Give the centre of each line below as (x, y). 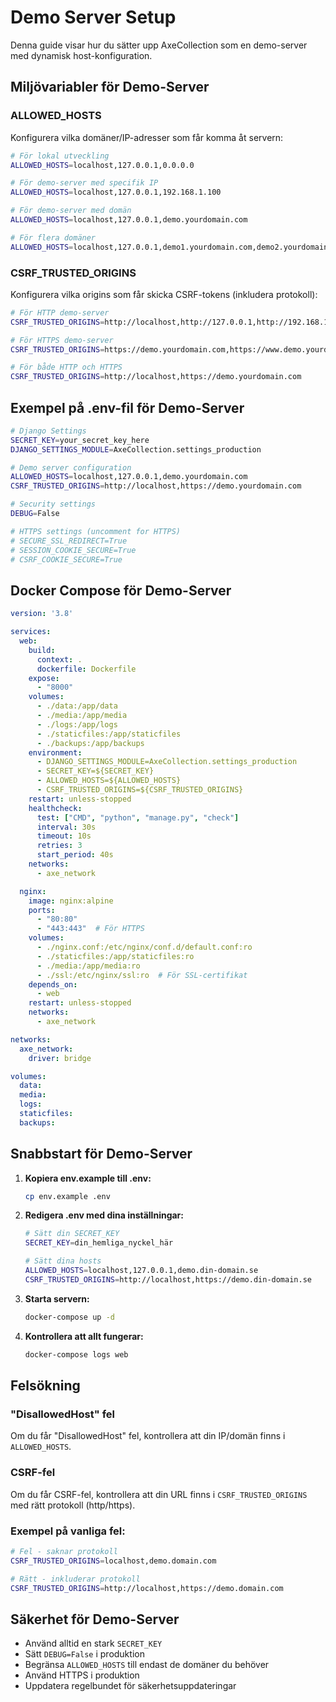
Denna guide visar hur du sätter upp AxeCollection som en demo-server (159, 45)
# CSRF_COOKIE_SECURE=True (66, 559)
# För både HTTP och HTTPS (66, 367)
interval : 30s (66, 827)
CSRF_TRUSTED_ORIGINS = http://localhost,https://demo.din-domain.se (168, 1279)
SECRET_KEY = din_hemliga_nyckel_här (99, 1243)
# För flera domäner (53, 237)
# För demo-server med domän (71, 211)
